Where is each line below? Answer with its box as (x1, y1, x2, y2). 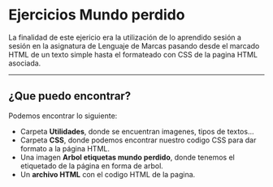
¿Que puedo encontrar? (8, 89, 132, 103)
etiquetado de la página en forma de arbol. (19, 160, 164, 171)
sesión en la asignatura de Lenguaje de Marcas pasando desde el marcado (8, 40, 260, 50)
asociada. (8, 58, 41, 68)
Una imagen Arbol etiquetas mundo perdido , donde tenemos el (19, 152, 236, 162)
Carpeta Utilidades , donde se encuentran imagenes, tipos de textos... (19, 126, 254, 136)
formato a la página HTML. (19, 143, 110, 153)
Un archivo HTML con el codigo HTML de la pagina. (19, 169, 196, 179)
